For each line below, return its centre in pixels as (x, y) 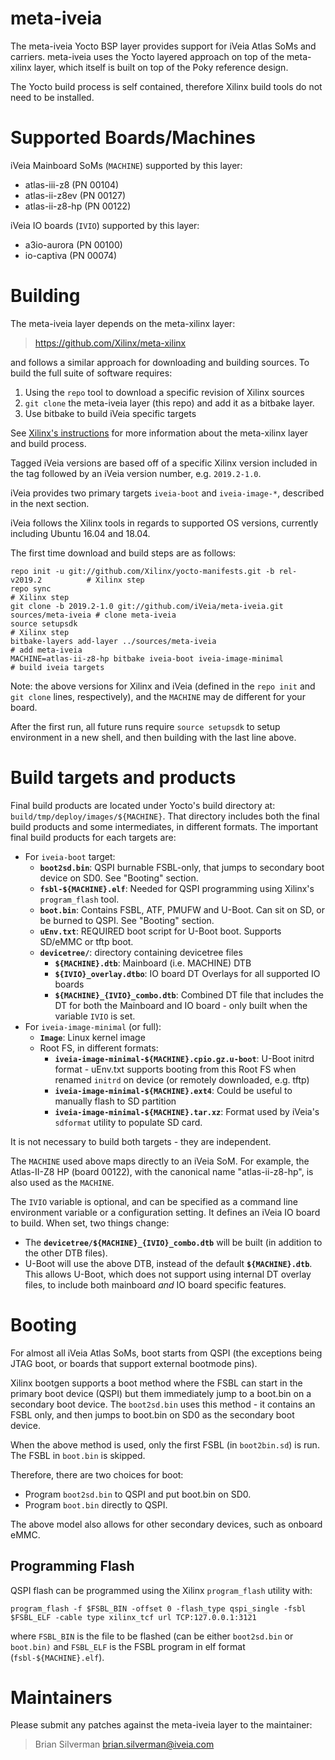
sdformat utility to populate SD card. (128, 1122)
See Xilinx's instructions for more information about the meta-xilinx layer (159, 433)
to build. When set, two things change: (90, 1223)
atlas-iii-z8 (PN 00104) (72, 184)
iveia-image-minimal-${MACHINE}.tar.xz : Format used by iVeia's (187, 1111)
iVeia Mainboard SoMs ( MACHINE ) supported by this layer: (126, 165)
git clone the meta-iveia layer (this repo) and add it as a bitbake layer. (169, 403)
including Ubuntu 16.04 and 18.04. (80, 533)
